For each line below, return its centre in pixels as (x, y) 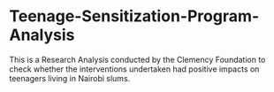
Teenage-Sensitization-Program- (134, 16)
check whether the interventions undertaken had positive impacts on (134, 69)
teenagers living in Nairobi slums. (70, 78)
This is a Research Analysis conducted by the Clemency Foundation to (137, 59)
